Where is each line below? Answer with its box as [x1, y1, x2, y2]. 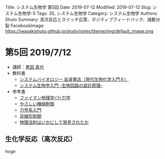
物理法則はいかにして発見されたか [19, 119, 89, 125]
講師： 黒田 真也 [12, 64, 44, 70]
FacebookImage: [10, 23, 45, 28]
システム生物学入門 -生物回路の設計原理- [19, 82, 102, 88]
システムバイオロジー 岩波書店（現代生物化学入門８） [19, 76, 129, 82]
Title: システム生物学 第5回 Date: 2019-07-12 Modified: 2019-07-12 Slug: [5, 4, 152, 10]
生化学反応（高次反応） [5, 135, 76, 143]
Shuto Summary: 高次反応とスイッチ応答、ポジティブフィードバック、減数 [5, 17, 156, 22]
